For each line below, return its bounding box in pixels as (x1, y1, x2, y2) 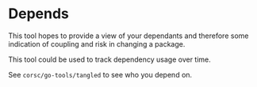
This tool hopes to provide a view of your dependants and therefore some (8, 31, 249, 40)
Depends (8, 5, 69, 23)
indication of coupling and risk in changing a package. (8, 39, 186, 48)
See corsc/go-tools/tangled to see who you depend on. (8, 70, 193, 79)
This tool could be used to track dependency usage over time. (8, 55, 212, 64)
